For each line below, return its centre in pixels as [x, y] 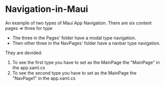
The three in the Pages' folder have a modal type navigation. [74, 38]
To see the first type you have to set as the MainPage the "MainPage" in [86, 62]
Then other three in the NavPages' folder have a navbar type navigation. [86, 43]
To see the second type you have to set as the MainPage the [74, 73]
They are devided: [24, 53]
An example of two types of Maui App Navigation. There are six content [79, 23]
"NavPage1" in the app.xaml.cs [44, 78]
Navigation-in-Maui [47, 9]
